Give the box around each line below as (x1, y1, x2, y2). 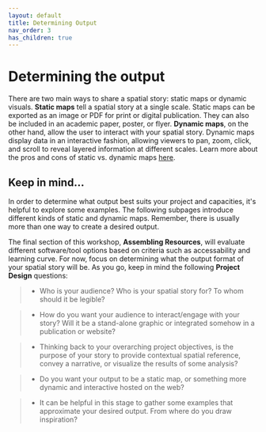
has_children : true (8, 33, 73, 42)
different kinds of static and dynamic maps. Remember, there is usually (8, 214, 240, 222)
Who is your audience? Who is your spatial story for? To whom (39, 286, 244, 295)
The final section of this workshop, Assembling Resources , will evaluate (8, 237, 245, 246)
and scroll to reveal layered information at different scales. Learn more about (8, 144, 258, 154)
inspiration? (39, 415, 78, 424)
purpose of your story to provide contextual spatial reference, (39, 351, 241, 360)
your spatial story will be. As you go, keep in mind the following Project (8, 263, 240, 271)
